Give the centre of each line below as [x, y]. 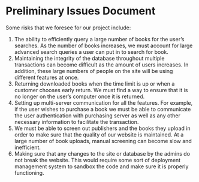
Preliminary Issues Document [81, 11]
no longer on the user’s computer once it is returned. [79, 96]
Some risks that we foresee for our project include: [68, 28]
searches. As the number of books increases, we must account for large [103, 45]
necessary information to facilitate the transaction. [76, 122]
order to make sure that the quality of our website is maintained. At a [99, 134]
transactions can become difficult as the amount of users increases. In [101, 65]
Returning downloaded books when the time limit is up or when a [94, 84]
